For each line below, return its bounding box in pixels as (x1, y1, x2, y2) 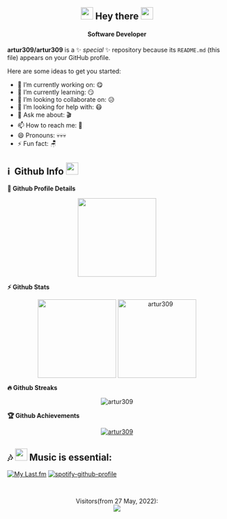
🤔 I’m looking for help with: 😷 (17, 103, 102, 111)
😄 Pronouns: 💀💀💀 (17, 130, 66, 140)
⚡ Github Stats (7, 283, 50, 292)
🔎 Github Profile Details (7, 184, 76, 193)
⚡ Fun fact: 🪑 (17, 139, 57, 147)
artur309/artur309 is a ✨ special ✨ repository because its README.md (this (7, 45, 221, 54)
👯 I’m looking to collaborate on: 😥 (17, 95, 115, 103)
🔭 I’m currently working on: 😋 (17, 80, 103, 89)
